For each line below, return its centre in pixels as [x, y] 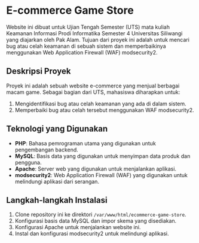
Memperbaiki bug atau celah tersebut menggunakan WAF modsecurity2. [104, 110]
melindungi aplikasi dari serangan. [57, 181]
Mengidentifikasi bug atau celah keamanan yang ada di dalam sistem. [100, 104]
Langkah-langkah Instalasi [57, 200]
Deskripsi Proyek [39, 72]
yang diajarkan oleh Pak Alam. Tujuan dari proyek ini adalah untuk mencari [98, 40]
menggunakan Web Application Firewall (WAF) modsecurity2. [82, 52]
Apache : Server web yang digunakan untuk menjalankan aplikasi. [96, 169]
